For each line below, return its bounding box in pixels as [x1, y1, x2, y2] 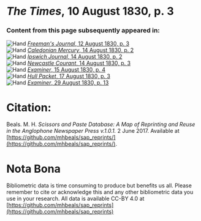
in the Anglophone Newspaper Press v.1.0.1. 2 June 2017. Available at [6, 127, 180, 135]
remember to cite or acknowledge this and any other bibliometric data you [6, 189, 194, 196]
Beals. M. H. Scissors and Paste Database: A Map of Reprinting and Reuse [6, 121, 195, 128]
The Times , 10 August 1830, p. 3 [6, 4, 175, 18]
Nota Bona [6, 162, 61, 176]
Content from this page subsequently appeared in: [6, 26, 161, 35]
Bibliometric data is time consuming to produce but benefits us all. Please [6, 182, 192, 189]
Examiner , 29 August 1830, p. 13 [27, 79, 109, 86]
